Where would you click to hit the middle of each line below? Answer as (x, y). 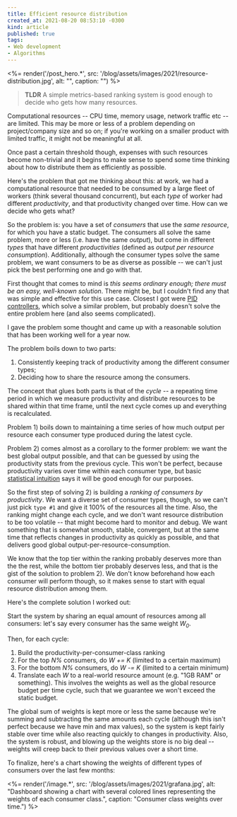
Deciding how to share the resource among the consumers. (104, 377)
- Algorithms (26, 54)
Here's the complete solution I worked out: (69, 602)
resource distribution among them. (57, 589)
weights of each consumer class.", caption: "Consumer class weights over (115, 799)
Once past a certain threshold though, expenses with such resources (108, 152)
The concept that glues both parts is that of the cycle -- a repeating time (113, 390)
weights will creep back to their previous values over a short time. (103, 749)
